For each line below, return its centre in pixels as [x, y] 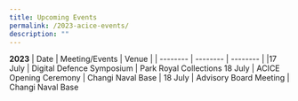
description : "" [39, 34]
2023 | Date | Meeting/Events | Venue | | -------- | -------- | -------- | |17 [143, 59]
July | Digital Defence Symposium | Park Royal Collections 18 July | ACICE [145, 68]
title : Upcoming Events [53, 17]
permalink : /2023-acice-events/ [69, 26]
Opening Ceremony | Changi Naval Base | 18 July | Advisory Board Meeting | [150, 78]
